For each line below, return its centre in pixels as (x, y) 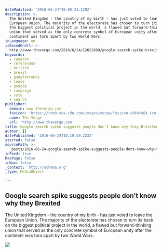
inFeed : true (18, 154)
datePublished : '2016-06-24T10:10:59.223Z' (49, 136)
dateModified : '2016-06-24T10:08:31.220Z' (48, 9)
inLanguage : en (20, 41)
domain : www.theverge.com (35, 109)
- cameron (19, 59)
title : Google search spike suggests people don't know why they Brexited (82, 126)
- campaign (20, 91)
